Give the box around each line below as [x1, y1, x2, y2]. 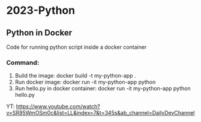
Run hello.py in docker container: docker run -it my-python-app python [14, 85, 191, 92]
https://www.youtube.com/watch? [16, 103, 100, 110]
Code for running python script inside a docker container [6, 43, 147, 50]
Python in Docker [6, 28, 73, 38]
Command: [6, 58, 40, 67]
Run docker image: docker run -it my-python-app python [14, 79, 156, 86]
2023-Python [6, 4, 76, 17]
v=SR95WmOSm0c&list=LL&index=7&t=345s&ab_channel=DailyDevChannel [6, 109, 195, 117]
